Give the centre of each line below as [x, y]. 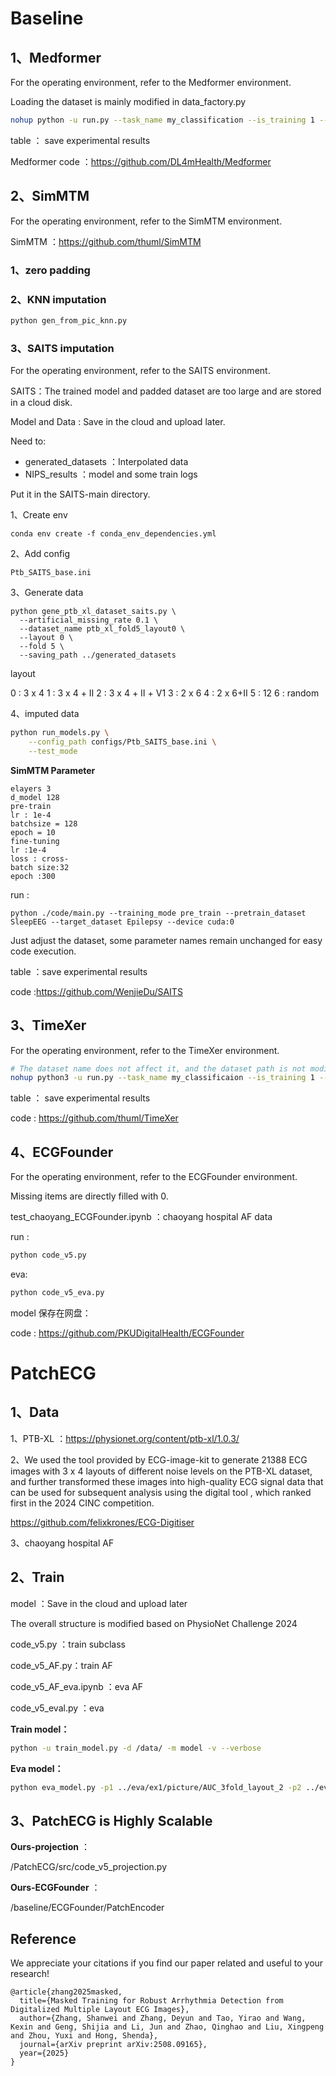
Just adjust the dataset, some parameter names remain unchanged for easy [166, 940]
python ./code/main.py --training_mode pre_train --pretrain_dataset [158, 913]
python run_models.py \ [60, 733]
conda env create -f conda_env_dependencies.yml [113, 534]
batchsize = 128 [44, 823]
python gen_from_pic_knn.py [69, 320]
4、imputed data [45, 714]
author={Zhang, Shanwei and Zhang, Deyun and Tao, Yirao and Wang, [163, 2018]
